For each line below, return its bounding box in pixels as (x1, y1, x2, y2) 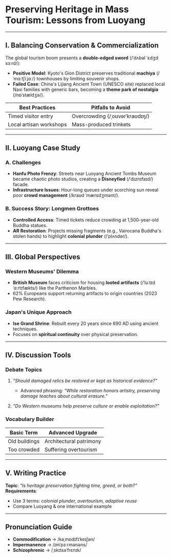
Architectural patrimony (44, 437, 101, 444)
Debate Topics (5, 366, 42, 373)
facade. (12, 182, 29, 188)
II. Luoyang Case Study (5, 144, 81, 152)
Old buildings (8, 437, 40, 444)
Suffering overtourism (44, 446, 97, 453)
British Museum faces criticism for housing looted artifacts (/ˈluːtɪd (12, 280, 155, 286)
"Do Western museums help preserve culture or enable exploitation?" (12, 403, 160, 409)
